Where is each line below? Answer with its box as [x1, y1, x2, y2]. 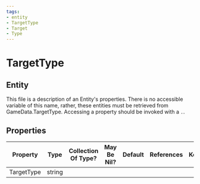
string [46, 167, 64, 176]
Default [122, 150, 144, 158]
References [149, 150, 183, 158]
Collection [68, 147, 99, 155]
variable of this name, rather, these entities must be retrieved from [6, 102, 168, 109]
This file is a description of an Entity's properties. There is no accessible [6, 96, 183, 103]
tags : [6, 8, 20, 15]
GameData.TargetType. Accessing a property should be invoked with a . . [6, 108, 185, 116]
